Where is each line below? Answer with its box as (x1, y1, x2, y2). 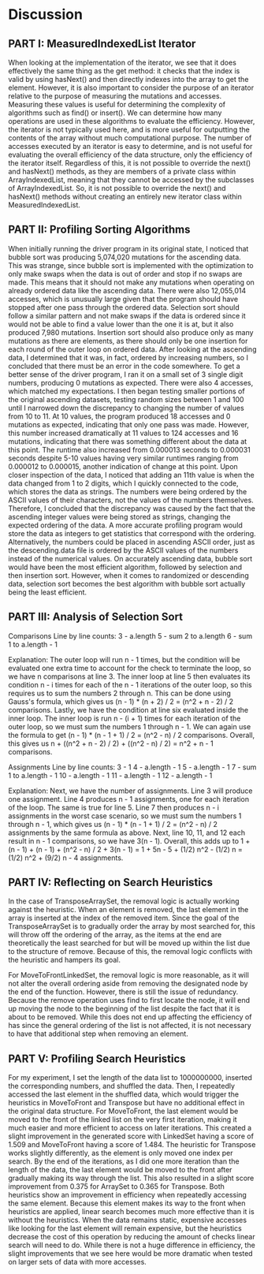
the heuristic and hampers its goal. (8, 955, 121, 965)
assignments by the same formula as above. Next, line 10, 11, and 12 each (8, 828, 246, 837)
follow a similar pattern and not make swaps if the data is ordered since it (8, 311, 246, 320)
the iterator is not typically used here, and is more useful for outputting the (8, 125, 250, 134)
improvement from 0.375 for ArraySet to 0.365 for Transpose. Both (8, 1182, 225, 1191)
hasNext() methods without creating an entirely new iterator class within (8, 192, 243, 201)
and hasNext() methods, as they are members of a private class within (8, 167, 236, 176)
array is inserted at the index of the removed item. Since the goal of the (8, 913, 240, 923)
